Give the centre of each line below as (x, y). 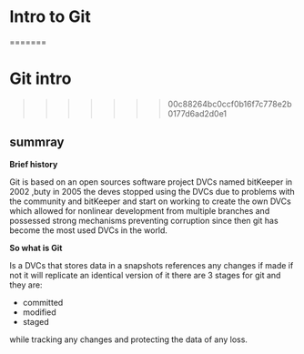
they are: (26, 285)
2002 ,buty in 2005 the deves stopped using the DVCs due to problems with (152, 191)
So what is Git (36, 248)
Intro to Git (50, 17)
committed (43, 302)
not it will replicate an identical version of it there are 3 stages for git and (145, 275)
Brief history (34, 164)
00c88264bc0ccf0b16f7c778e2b (230, 104)
